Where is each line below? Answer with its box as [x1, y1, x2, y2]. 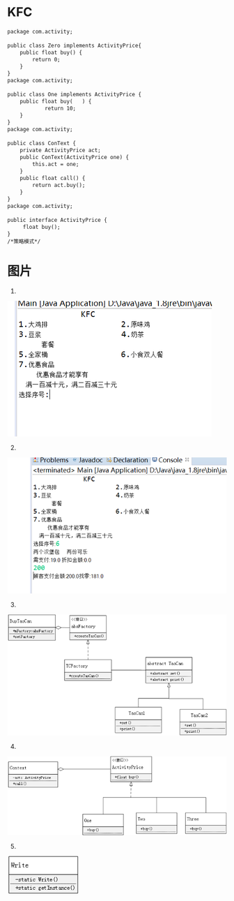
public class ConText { [7, 140, 77, 147]
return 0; [32, 56, 61, 63]
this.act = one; [32, 161, 79, 167]
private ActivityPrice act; [19, 147, 101, 154]
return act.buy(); [32, 181, 86, 188]
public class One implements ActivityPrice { [7, 91, 141, 98]
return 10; [44, 105, 77, 112]
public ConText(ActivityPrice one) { [19, 154, 130, 161]
